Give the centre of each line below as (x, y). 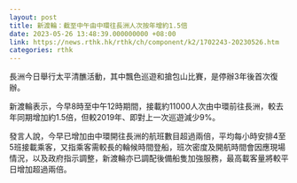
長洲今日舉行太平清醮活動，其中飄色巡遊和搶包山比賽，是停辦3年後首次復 (144, 77)
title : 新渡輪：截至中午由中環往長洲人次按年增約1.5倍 (98, 26)
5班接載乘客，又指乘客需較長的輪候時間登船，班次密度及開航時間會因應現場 (148, 148)
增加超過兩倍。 (44, 170)
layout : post (33, 17)
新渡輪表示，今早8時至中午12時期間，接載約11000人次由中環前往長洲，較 (143, 106)
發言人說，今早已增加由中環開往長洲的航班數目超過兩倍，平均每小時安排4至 (148, 136)
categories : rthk (41, 50)
